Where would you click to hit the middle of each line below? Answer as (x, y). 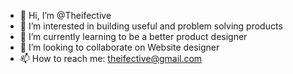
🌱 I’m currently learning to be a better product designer (133, 36)
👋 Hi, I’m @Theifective (65, 15)
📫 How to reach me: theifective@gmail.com (111, 58)
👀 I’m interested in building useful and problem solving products (151, 26)
